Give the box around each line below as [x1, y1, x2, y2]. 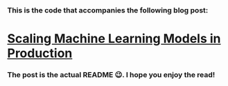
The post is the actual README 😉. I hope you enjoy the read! [7, 70, 216, 80]
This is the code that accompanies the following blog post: [7, 6, 209, 15]
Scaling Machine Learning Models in [7, 31, 221, 47]
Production [7, 45, 73, 61]
